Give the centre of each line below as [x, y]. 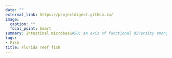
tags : [11, 38]
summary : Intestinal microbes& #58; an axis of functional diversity [80, 33]
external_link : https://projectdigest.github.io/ [59, 15]
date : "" [15, 10]
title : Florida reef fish [33, 47]
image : [12, 19]
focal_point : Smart [31, 29]
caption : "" [23, 24]
